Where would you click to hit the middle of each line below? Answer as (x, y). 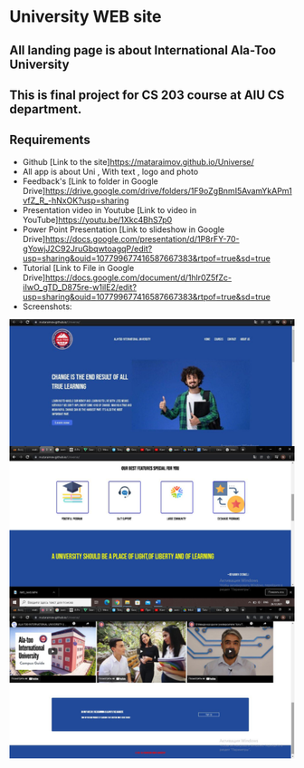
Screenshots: (47, 306)
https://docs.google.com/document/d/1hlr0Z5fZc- (138, 277)
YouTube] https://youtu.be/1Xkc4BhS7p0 (97, 219)
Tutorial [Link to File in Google (78, 267)
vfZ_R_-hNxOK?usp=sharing (76, 200)
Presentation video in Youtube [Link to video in (109, 209)
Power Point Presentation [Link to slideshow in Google (123, 229)
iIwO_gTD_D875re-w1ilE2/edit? (80, 287)
